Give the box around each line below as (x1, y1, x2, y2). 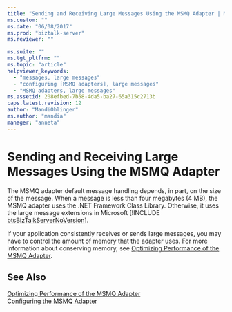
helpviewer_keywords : (7, 67, 70, 75)
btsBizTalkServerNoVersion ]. (7, 216, 89, 224)
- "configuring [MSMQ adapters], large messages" (13, 80, 159, 87)
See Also (7, 271, 46, 283)
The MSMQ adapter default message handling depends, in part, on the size (7, 186, 222, 194)
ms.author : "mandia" (7, 113, 67, 120)
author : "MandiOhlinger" (7, 107, 79, 113)
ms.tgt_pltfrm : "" (7, 55, 60, 62)
